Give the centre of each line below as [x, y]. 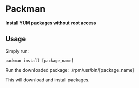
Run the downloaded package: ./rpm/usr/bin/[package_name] [70, 70]
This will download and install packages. [47, 80]
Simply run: [17, 51]
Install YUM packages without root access [51, 23]
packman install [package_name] [39, 61]
